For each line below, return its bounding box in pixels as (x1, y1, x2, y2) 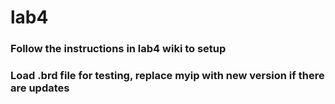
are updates (10, 81, 70, 95)
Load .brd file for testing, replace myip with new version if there (10, 69, 325, 83)
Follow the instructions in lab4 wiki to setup (10, 42, 227, 56)
